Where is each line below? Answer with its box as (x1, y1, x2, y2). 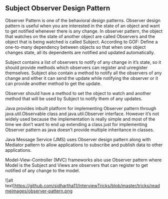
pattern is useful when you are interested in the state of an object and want (5, 23, 160, 29)
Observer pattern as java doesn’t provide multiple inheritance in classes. (5, 127, 154, 133)
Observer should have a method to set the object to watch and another (5, 90, 151, 96)
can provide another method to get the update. (5, 80, 101, 86)
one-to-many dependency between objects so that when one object (5, 44, 146, 50)
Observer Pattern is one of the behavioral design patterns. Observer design (5, 17, 161, 23)
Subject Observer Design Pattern (5, 4, 110, 13)
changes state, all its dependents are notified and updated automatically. (5, 49, 155, 55)
